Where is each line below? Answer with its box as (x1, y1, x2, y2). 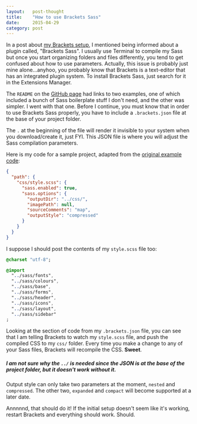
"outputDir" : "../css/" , (27, 196, 88, 202)
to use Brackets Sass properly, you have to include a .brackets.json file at (6, 109, 186, 116)
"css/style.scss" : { (16, 180, 67, 185)
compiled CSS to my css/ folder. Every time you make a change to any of (6, 340, 183, 347)
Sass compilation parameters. (6, 139, 78, 146)
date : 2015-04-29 (6, 19, 59, 25)
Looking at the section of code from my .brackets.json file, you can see (6, 327, 181, 334)
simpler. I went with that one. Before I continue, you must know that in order (6, 103, 190, 110)
